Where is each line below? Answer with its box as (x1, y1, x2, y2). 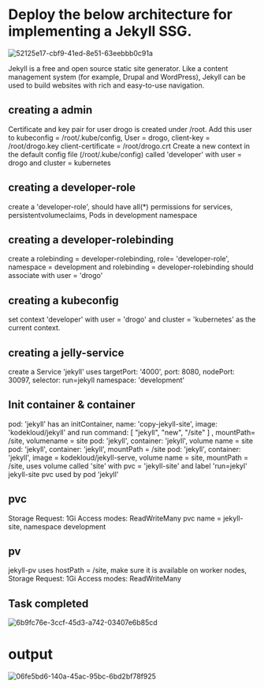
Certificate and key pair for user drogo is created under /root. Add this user (8, 124, 252, 133)
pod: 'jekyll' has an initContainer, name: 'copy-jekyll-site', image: (8, 419, 218, 428)
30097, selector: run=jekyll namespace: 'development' (8, 375, 185, 385)
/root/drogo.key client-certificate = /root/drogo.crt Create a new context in (8, 141, 251, 151)
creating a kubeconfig (8, 294, 119, 307)
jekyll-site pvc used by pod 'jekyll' (8, 469, 119, 479)
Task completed (8, 596, 89, 610)
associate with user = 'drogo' (8, 271, 103, 280)
